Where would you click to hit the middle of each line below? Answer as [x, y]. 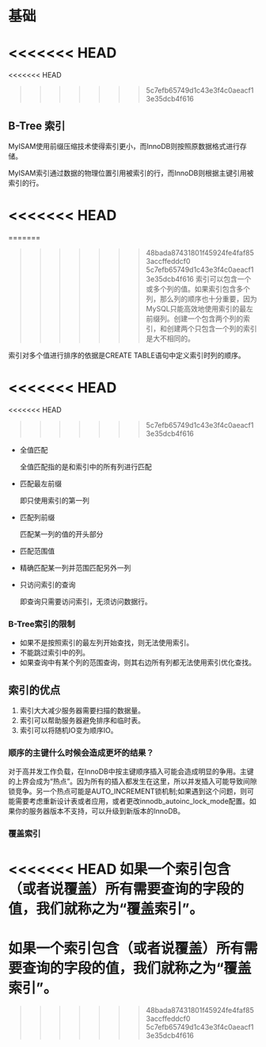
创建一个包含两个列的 [209, 319]
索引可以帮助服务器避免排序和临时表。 [82, 720]
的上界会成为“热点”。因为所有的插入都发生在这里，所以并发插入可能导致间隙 [133, 781]
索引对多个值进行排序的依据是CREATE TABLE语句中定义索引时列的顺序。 [127, 355]
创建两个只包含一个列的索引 [212, 328]
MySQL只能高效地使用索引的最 [196, 308]
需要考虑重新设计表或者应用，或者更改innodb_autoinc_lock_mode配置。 [132, 801]
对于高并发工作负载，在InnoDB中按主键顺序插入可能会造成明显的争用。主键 [131, 772]
